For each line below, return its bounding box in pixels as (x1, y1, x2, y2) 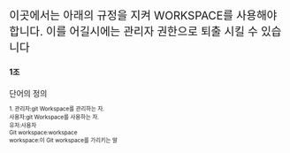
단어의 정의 (9, 88, 48, 98)
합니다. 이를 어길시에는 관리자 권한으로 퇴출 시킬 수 (9, 25, 258, 39)
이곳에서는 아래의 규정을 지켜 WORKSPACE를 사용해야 (9, 9, 278, 23)
